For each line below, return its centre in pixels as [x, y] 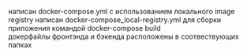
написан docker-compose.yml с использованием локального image [122, 11]
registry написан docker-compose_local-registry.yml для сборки [115, 20]
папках [20, 45]
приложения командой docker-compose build [85, 28]
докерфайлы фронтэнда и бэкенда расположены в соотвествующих [123, 36]
